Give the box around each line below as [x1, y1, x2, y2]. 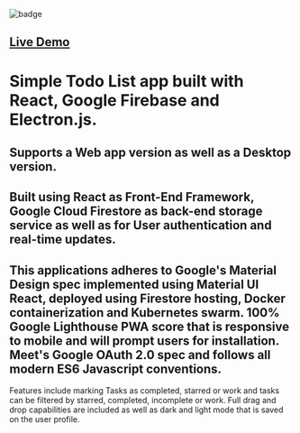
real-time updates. [9, 232, 116, 247]
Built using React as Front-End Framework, [9, 189, 255, 205]
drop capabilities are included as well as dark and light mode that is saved [9, 404, 284, 415]
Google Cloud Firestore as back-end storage [9, 204, 263, 219]
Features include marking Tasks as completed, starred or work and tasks [9, 385, 280, 396]
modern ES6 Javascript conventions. [9, 361, 223, 376]
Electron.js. [9, 109, 97, 130]
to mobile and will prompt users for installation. [9, 333, 279, 348]
